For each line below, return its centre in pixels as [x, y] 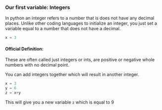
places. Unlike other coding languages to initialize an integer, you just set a [81, 23]
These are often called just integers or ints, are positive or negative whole [80, 60]
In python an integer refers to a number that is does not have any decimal [80, 18]
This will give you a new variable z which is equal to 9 [60, 102]
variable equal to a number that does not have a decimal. [63, 29]
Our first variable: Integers [38, 7]
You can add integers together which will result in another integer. [72, 74]
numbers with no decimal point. [37, 65]
